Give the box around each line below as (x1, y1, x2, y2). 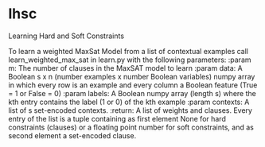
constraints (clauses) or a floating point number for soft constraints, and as (8, 122, 255, 132)
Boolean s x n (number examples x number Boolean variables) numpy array (8, 72, 255, 81)
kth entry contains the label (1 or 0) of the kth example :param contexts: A (8, 97, 250, 106)
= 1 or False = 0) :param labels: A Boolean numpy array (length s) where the (8, 88, 256, 98)
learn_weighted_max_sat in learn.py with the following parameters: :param (8, 55, 252, 64)
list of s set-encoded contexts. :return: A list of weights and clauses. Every (8, 105, 253, 115)
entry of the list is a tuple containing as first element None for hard (8, 114, 227, 123)
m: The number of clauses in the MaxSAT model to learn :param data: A (8, 63, 243, 72)
